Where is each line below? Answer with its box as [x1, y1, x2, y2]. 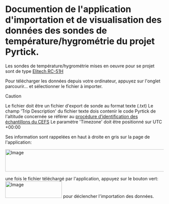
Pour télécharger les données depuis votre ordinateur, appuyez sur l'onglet [5, 78, 161, 84]
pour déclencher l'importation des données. [62, 193, 154, 199]
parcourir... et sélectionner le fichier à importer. [5, 83, 103, 89]
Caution [5, 93, 22, 99]
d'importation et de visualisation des [5, 14, 162, 26]
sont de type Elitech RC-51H [5, 68, 64, 74]
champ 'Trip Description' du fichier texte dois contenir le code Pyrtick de [5, 108, 156, 114]
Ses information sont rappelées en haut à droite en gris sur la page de [5, 134, 150, 140]
